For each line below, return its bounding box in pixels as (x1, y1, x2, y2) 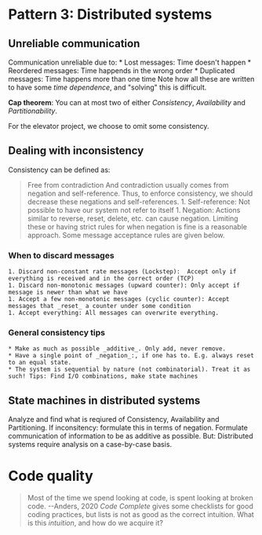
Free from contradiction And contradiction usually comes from (27, 180, 229, 189)
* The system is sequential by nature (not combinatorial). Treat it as (8, 365, 251, 374)
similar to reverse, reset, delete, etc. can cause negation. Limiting (27, 214, 238, 223)
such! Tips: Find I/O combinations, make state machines (8, 372, 198, 380)
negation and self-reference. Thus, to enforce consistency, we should (27, 189, 253, 198)
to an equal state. (8, 359, 72, 367)
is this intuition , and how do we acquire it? (27, 519, 163, 528)
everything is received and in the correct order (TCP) (8, 275, 195, 283)
